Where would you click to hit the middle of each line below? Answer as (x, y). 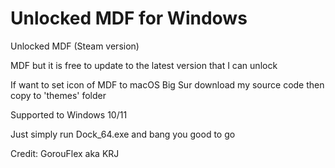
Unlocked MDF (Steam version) (75, 46)
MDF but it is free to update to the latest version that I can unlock (144, 65)
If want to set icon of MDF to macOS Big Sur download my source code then (167, 84)
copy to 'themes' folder (58, 95)
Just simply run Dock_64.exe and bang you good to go (123, 134)
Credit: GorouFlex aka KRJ (65, 153)
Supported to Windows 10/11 (69, 114)
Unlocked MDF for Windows (129, 18)
